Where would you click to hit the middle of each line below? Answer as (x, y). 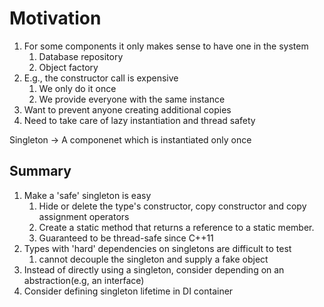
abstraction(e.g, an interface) (84, 280)
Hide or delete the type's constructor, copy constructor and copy (172, 206)
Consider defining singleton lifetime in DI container (128, 291)
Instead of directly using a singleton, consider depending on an (154, 269)
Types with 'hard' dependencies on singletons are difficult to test (157, 248)
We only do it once (77, 88)
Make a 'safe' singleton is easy (87, 195)
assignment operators (84, 216)
